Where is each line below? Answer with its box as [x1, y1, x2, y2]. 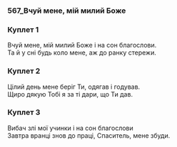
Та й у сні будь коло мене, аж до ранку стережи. [7, 48, 157, 57]
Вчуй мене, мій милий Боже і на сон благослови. [7, 41, 157, 50]
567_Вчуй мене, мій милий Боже [7, 6, 126, 16]
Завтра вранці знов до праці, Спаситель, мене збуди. [7, 131, 171, 140]
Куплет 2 [7, 66, 41, 76]
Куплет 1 [7, 24, 39, 34]
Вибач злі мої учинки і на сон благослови [7, 124, 133, 132]
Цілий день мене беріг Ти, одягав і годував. [7, 82, 141, 91]
